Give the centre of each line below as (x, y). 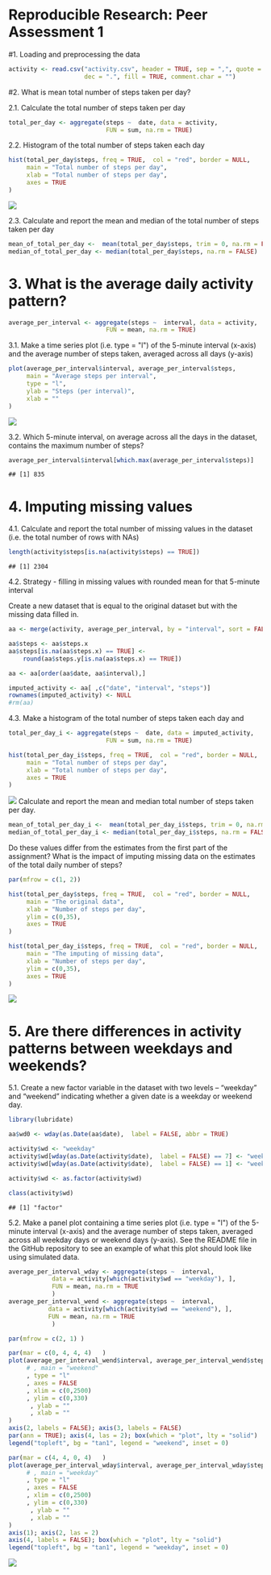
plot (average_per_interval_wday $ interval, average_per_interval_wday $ (129, 1465)
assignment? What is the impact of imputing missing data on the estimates (132, 856)
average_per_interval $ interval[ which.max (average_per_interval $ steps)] (131, 460)
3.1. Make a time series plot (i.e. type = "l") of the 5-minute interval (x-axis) (132, 345)
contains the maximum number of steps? (76, 445)
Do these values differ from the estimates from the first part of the (118, 848)
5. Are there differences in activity (125, 1031)
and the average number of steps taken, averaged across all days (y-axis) (131, 354)
